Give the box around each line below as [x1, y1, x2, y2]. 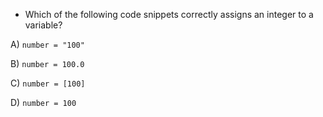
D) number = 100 [10, 97, 77, 108]
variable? [24, 19, 63, 31]
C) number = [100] [10, 77, 86, 89]
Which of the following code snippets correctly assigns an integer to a [24, 9, 314, 20]
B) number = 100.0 [10, 58, 85, 69]
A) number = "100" [10, 39, 85, 50]
